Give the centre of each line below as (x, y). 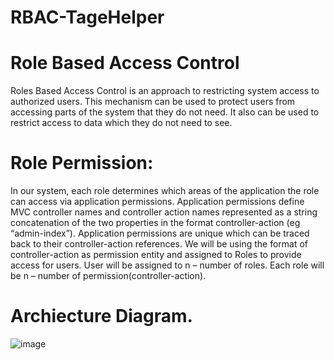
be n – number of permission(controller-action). (108, 276)
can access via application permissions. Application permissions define (157, 202)
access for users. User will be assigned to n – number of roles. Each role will (167, 265)
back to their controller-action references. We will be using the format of (159, 244)
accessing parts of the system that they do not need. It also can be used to (165, 112)
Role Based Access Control (125, 63)
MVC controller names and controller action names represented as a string (164, 212)
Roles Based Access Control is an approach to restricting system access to (165, 91)
